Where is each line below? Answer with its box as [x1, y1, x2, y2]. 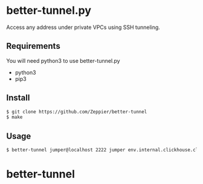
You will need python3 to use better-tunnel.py [6, 57, 120, 64]
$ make [6, 114, 23, 121]
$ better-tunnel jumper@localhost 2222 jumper [6, 147, 126, 153]
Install [6, 93, 30, 103]
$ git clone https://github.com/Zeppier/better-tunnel [6, 109, 147, 115]
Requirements [6, 41, 60, 51]
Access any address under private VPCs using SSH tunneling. [6, 24, 160, 31]
